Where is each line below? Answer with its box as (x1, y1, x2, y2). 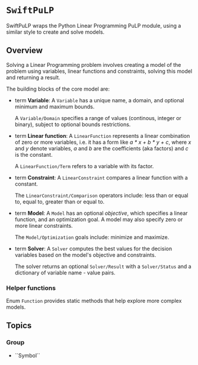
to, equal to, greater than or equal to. (14, 198, 105, 205)
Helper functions (6, 283, 56, 292)
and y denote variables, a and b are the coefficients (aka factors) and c (14, 144, 189, 152)
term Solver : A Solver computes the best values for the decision (14, 245, 173, 252)
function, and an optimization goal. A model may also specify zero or (14, 215, 183, 223)
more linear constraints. (14, 222, 73, 229)
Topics (6, 321, 32, 331)
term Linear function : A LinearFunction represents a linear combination (14, 132, 190, 139)
